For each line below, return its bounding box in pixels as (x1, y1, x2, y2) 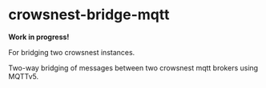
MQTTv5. (8, 71, 38, 81)
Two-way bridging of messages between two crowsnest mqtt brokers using (8, 62, 259, 73)
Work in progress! (8, 32, 70, 42)
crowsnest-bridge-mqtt (8, 6, 170, 24)
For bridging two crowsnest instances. (8, 47, 135, 57)
